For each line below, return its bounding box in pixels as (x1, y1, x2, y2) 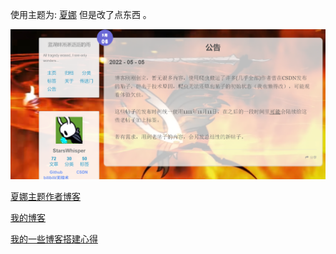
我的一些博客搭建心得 (10, 233, 98, 245)
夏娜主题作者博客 (10, 191, 81, 203)
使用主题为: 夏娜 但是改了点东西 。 (10, 9, 152, 20)
